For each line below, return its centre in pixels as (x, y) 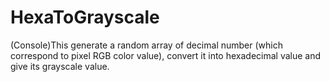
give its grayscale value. (60, 66)
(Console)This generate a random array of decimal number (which (146, 45)
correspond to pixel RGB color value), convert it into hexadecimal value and (166, 55)
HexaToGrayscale (85, 17)
